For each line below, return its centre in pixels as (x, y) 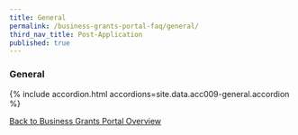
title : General (38, 18)
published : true (40, 43)
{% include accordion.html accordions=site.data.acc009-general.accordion (149, 94)
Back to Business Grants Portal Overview (86, 121)
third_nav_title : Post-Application (76, 34)
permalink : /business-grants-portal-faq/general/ (104, 26)
